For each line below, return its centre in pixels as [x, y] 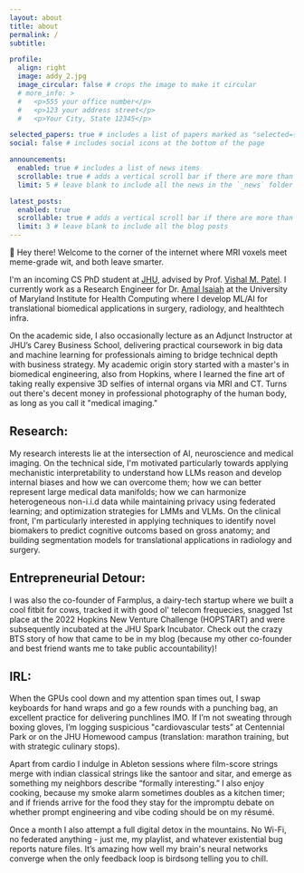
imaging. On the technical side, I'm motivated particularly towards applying [149, 462]
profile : [26, 60]
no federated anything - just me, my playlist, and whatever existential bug [146, 839]
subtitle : [28, 43]
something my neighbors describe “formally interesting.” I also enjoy [137, 783]
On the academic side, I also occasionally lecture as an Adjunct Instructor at [151, 335]
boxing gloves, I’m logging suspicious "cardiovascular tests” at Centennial [147, 727]
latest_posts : [36, 201]
